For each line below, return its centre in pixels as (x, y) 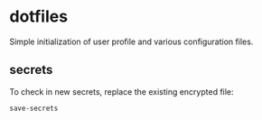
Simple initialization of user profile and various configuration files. (131, 42)
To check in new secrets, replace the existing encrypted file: (122, 91)
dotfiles (39, 17)
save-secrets (34, 108)
